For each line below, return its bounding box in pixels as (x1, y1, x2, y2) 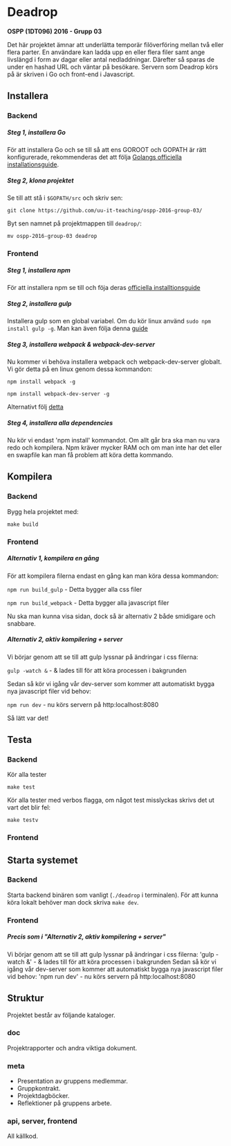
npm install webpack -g (7, 379, 76, 386)
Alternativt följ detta (7, 403, 64, 411)
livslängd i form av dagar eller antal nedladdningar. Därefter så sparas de (7, 55, 214, 63)
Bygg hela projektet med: (7, 507, 79, 515)
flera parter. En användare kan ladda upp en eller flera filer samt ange (7, 48, 205, 56)
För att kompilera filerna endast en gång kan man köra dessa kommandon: (7, 572, 219, 580)
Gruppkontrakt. (17, 1084, 61, 1093)
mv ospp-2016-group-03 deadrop (7, 233, 98, 240)
